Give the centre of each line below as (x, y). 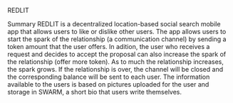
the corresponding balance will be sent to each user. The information (109, 77)
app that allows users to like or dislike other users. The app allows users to (117, 32)
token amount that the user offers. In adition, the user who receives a (109, 47)
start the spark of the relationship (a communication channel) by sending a (117, 39)
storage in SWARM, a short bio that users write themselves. (95, 92)
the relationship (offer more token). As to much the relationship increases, (116, 62)
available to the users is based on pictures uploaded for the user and (108, 84)
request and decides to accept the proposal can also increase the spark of (117, 54)
